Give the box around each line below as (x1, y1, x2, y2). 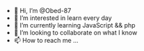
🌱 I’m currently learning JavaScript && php (13, 21, 136, 29)
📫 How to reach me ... (13, 37, 79, 44)
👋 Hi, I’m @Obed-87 (13, 7, 72, 14)
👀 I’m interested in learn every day (13, 14, 113, 22)
